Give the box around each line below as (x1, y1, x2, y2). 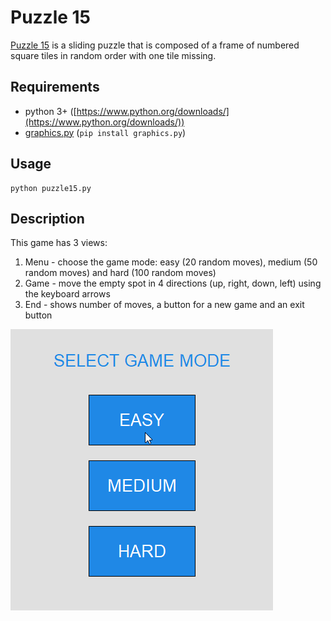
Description (10, 210, 85, 227)
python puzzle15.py (10, 183, 92, 193)
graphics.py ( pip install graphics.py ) (24, 126, 187, 138)
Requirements (10, 79, 100, 96)
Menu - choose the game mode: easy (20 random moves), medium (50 (24, 256, 318, 268)
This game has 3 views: (10, 237, 108, 249)
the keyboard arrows (24, 288, 111, 300)
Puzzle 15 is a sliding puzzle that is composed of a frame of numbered (10, 39, 300, 51)
